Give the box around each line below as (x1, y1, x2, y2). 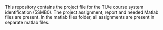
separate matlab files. (5, 19, 50, 25)
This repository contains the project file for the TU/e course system (5, 4, 144, 10)
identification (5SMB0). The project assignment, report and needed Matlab (5, 9, 159, 15)
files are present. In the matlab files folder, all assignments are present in (5, 15, 155, 20)
